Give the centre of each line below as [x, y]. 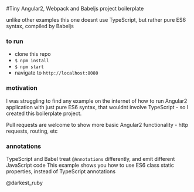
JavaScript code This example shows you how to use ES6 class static [90, 165]
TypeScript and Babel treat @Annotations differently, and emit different [91, 159]
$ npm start [29, 67]
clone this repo [33, 54]
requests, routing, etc [32, 131]
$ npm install [32, 61]
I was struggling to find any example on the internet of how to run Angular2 [97, 101]
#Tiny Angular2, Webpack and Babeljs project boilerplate [75, 9]
